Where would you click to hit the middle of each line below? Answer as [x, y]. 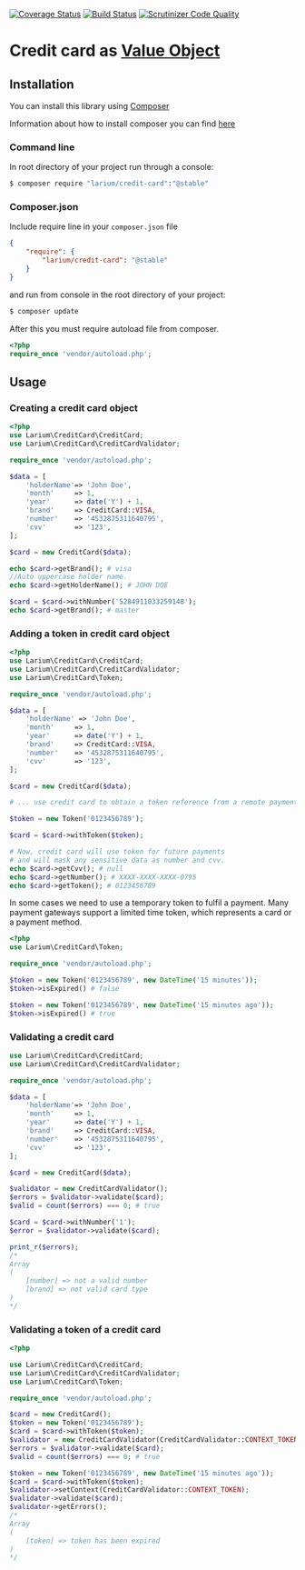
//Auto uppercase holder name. [69, 577]
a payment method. [46, 922]
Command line [42, 147]
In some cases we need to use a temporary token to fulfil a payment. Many [149, 903]
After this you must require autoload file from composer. [114, 328]
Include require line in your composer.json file [94, 226]
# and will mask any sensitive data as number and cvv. [117, 860]
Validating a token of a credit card [85, 1329]
